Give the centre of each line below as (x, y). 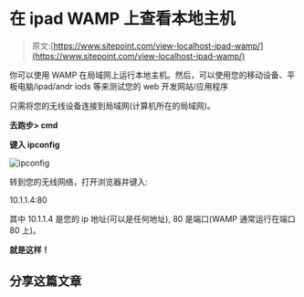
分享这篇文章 (46, 281)
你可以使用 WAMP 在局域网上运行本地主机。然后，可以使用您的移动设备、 (148, 75)
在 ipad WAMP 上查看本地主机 (122, 19)
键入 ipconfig (35, 144)
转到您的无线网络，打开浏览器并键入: (79, 181)
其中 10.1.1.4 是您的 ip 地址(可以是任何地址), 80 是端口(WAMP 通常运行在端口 (152, 218)
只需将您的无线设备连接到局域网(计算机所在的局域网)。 (113, 105)
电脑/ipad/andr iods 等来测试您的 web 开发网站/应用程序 (123, 86)
